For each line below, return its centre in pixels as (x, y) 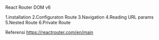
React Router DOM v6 (28, 7)
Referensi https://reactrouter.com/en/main (50, 32)
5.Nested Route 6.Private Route (38, 23)
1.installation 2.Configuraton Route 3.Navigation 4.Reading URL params (80, 17)
